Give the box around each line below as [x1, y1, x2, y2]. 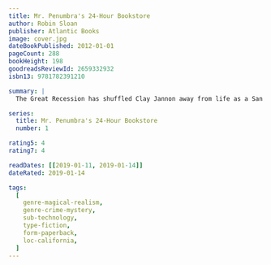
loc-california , [23, 237, 79, 245]
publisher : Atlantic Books [8, 27, 100, 35]
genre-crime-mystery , [23, 206, 96, 215]
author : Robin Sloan [8, 20, 79, 28]
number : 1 [15, 124, 49, 132]
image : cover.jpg [8, 34, 67, 43]
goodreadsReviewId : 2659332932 [8, 65, 114, 73]
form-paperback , [23, 228, 79, 237]
